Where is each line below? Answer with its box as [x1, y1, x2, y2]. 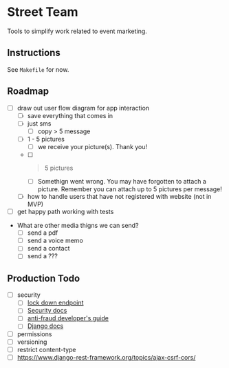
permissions [17, 329, 52, 338]
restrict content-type [17, 345, 77, 354]
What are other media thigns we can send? [17, 222, 139, 230]
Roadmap [7, 86, 50, 97]
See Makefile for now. [7, 65, 69, 73]
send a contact [27, 244, 70, 253]
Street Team [7, 4, 78, 20]
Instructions [7, 47, 61, 59]
